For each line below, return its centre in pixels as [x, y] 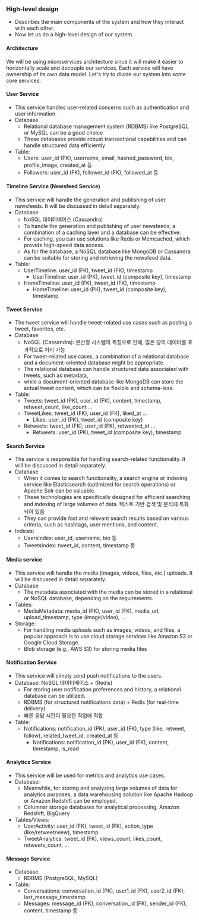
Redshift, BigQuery [47, 813]
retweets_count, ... [46, 845]
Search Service [26, 446]
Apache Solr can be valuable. [60, 491]
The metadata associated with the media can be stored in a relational [108, 592]
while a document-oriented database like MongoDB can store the [103, 382]
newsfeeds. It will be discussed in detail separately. [78, 206]
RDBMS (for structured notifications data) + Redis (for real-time [101, 702]
